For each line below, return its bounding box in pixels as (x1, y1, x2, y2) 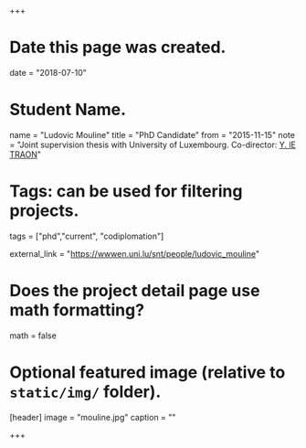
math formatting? (9, 300, 144, 320)
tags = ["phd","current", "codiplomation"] (9, 230, 164, 241)
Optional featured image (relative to (9, 362, 286, 382)
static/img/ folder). (9, 381, 162, 402)
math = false (9, 330, 57, 341)
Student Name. (9, 100, 126, 120)
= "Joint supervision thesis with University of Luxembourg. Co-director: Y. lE (9, 139, 297, 150)
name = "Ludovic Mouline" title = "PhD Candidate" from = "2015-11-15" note (9, 129, 295, 140)
